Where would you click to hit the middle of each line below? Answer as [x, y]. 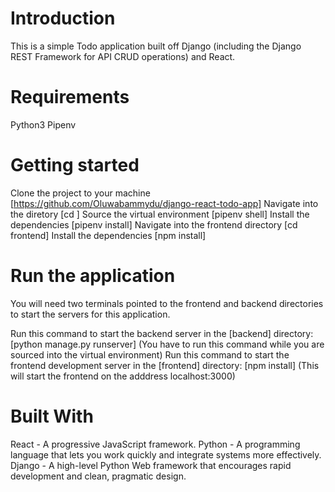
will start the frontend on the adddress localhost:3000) [123, 376]
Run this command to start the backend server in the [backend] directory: [162, 333]
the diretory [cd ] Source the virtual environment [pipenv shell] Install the [160, 214]
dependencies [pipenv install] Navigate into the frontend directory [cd [154, 224]
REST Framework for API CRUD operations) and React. [123, 56]
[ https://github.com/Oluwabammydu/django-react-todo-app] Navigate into [164, 203]
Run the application [93, 276]
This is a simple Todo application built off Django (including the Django [156, 46]
